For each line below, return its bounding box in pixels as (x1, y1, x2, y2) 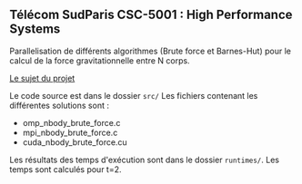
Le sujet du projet (9, 73, 75, 83)
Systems (9, 22, 61, 37)
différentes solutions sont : (9, 100, 109, 111)
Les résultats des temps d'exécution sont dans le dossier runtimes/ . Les (9, 154, 280, 165)
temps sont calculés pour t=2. (9, 163, 122, 175)
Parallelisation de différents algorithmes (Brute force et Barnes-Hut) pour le (9, 45, 291, 56)
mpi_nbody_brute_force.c (22, 127, 118, 138)
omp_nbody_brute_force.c (22, 117, 121, 128)
